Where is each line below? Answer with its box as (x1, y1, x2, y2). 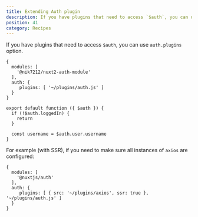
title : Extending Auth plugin (6, 8, 81, 15)
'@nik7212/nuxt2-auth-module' (16, 69, 91, 75)
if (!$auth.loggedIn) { (11, 110, 70, 117)
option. (6, 48, 24, 55)
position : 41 (6, 19, 38, 25)
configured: (6, 153, 34, 160)
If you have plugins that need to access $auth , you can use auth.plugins (6, 41, 182, 48)
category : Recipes (6, 25, 51, 31)
